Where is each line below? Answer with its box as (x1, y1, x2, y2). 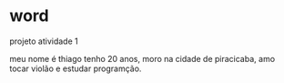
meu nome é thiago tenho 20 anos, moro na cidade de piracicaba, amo (9, 53, 276, 64)
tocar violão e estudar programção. (9, 63, 142, 74)
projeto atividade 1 (9, 36, 79, 47)
